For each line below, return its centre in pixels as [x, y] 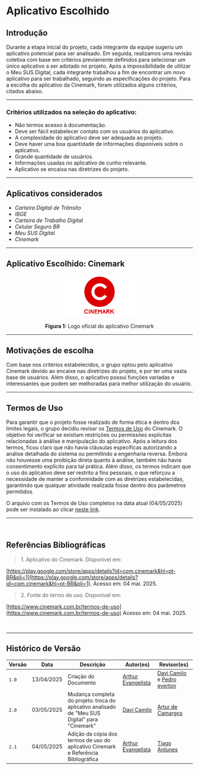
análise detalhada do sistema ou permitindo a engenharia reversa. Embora [97, 454]
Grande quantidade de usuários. [54, 157]
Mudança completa [91, 694]
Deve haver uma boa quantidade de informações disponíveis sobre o [99, 144]
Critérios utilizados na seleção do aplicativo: [72, 112]
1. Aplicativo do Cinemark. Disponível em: [71, 559]
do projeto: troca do [92, 700]
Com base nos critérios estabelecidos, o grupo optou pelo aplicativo [89, 365]
